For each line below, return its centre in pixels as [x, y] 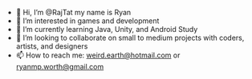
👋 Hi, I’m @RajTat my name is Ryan [73, 12]
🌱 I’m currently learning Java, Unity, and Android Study [107, 29]
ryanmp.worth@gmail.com [60, 67]
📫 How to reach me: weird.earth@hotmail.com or [98, 55]
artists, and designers [52, 46]
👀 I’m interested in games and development [87, 21]
